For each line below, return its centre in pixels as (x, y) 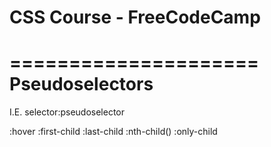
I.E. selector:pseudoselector (67, 112)
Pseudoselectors (81, 84)
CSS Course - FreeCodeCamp (135, 17)
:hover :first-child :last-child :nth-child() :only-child (113, 132)
